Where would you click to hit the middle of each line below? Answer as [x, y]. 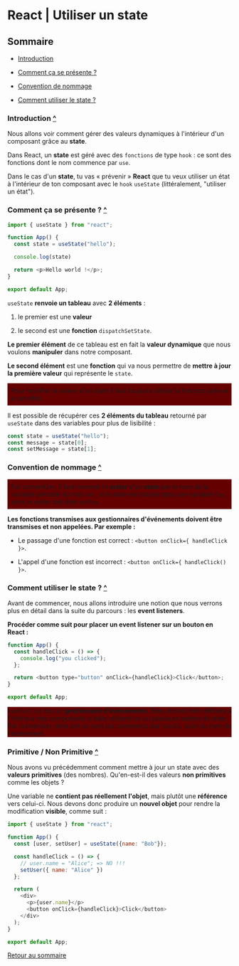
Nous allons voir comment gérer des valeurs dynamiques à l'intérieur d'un [116, 134]
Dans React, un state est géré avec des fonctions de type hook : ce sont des [119, 155]
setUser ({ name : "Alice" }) [62, 870]
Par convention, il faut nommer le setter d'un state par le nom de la [110, 487]
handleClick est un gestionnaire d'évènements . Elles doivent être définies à [119, 711]
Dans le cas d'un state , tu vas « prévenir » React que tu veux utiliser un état [119, 176]
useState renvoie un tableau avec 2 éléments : [76, 303]
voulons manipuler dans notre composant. [70, 351]
